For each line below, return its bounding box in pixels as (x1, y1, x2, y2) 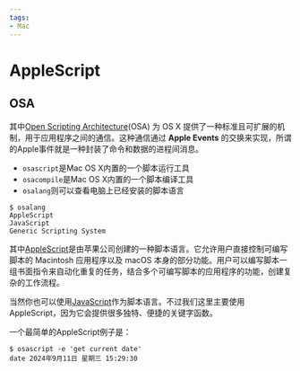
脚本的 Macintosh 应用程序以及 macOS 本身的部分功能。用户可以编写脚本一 (9, 254, 288, 265)
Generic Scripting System (9, 226, 106, 235)
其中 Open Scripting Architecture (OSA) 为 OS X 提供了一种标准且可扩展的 (9, 120, 278, 131)
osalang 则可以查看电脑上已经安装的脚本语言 (21, 185, 184, 196)
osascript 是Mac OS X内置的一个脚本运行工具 (21, 163, 190, 173)
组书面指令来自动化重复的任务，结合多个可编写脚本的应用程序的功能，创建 (9, 266, 284, 277)
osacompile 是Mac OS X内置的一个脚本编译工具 (21, 173, 194, 184)
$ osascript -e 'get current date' (9, 344, 142, 353)
